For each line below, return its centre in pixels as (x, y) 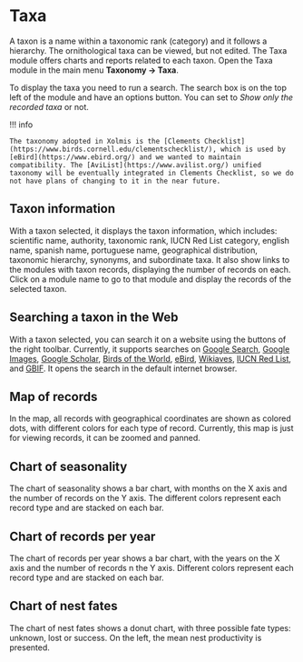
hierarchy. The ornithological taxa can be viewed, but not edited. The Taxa (148, 50)
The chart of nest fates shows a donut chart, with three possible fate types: (151, 627)
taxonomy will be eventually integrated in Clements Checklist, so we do (152, 173)
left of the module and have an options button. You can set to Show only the (151, 97)
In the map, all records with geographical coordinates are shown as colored (151, 418)
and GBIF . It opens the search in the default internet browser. (123, 368)
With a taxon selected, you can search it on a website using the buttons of (148, 339)
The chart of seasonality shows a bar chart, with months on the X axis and (148, 488)
